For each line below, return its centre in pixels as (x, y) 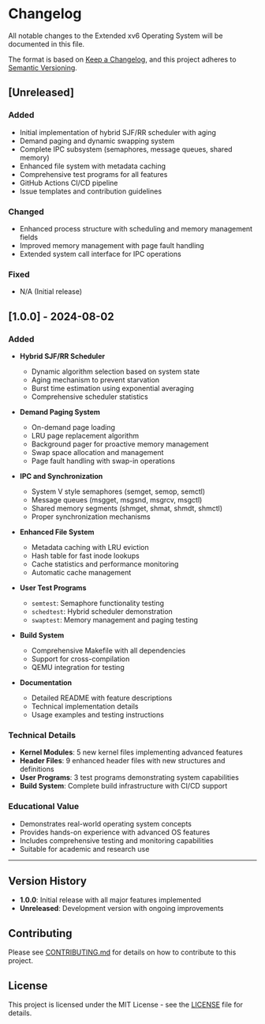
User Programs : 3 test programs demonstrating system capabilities (129, 777)
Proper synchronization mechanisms (91, 516)
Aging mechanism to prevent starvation (95, 379)
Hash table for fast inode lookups (85, 555)
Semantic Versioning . (43, 67)
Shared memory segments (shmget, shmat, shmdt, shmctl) (127, 508)
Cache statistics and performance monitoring (105, 564)
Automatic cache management (81, 572)
